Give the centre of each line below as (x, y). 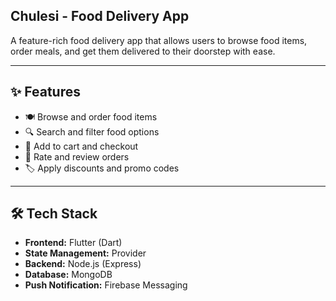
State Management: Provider (85, 253)
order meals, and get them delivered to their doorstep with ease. (143, 51)
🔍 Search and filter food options (92, 131)
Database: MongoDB (68, 275)
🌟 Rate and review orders (77, 156)
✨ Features (45, 92)
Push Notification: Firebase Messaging (106, 285)
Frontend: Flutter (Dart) (73, 243)
